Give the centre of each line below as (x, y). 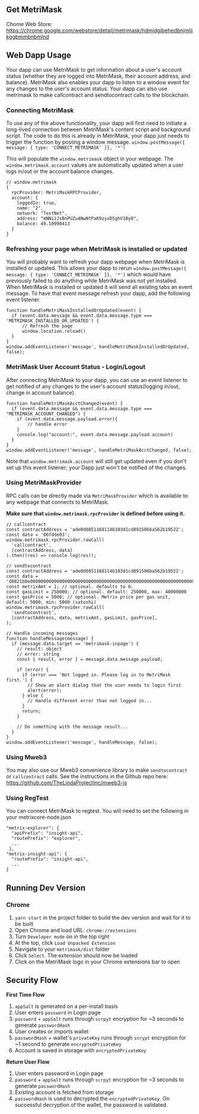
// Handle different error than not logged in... (90, 701)
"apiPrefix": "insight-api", (47, 833)
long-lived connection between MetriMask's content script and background (98, 129)
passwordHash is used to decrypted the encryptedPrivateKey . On (92, 1098)
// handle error (47, 424)
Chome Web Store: (29, 24)
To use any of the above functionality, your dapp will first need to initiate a (97, 123)
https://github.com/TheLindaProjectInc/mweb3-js (67, 783)
